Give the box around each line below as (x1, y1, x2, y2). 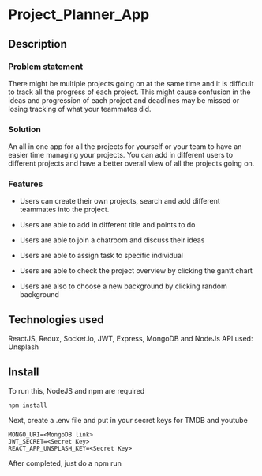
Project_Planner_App (8, 6, 150, 24)
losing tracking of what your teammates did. (8, 104, 152, 113)
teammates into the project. (19, 204, 110, 215)
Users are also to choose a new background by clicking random (19, 281, 227, 291)
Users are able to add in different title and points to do (19, 220, 196, 230)
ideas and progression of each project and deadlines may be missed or (8, 95, 240, 105)
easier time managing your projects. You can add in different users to (8, 150, 234, 160)
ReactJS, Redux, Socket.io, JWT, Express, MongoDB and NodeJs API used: (8, 334, 253, 344)
